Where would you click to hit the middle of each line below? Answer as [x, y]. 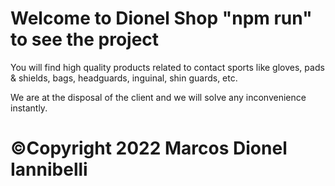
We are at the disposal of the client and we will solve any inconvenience [158, 97]
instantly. [29, 108]
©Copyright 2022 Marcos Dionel [149, 148]
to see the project [85, 39]
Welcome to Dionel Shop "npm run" [161, 18]
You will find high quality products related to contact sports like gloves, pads [167, 67]
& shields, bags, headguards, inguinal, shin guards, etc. [124, 78]
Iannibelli [49, 169]
